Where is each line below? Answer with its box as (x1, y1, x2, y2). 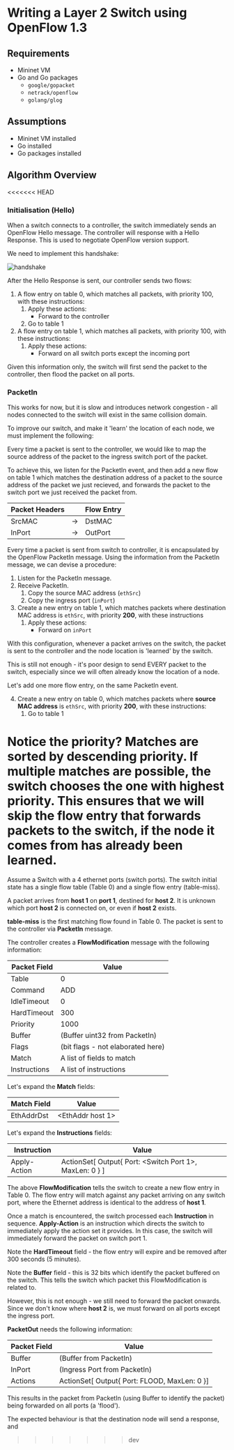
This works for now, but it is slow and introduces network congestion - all (7, 403, 218, 412)
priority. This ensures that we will (7, 793, 204, 809)
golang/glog (27, 97, 63, 104)
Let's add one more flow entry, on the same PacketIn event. (7, 681, 179, 689)
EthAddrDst (10, 1111, 49, 1120)
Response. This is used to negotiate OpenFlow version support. (7, 236, 189, 244)
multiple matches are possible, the (7, 763, 211, 779)
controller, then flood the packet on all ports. (7, 369, 135, 378)
